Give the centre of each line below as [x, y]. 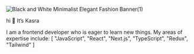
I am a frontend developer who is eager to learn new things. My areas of [94, 32]
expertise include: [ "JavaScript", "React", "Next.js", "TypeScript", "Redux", [97, 38]
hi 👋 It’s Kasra [23, 20]
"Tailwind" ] [20, 45]
